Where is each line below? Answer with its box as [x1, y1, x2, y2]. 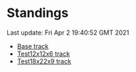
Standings [6, 5, 69, 21]
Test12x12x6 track [16, 49, 70, 58]
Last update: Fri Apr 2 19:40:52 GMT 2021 [6, 28, 130, 37]
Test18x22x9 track [16, 56, 72, 65]
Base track [16, 42, 49, 50]
